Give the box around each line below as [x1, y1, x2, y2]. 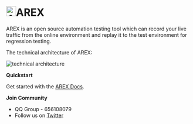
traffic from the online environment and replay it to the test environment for [6, 31, 188, 38]
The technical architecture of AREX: [6, 49, 93, 56]
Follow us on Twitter [14, 112, 63, 119]
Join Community [6, 94, 48, 101]
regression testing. [6, 37, 52, 44]
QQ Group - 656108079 [14, 105, 72, 112]
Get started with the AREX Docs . [6, 82, 84, 90]
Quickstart [6, 71, 33, 78]
